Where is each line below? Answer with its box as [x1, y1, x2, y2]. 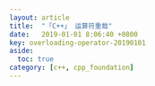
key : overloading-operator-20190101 [9, 38, 146, 47]
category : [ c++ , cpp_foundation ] [9, 64, 134, 73]
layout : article [9, 13, 70, 22]
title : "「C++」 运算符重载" [9, 21, 113, 30]
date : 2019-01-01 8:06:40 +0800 [9, 30, 139, 39]
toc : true [17, 55, 54, 64]
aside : [9, 47, 34, 56]
